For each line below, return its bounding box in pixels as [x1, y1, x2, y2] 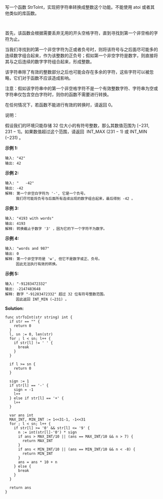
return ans [9, 485, 32, 490]
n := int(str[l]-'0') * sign [17, 430, 77, 435]
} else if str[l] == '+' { [9, 396, 64, 401]
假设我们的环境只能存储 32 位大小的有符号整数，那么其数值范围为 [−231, [5, 123, 149, 128]
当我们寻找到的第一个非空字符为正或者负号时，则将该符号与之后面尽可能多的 [5, 47, 158, 52]
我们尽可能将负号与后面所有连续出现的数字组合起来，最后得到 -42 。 [16, 196, 135, 201]
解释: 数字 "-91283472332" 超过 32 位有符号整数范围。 [5, 292, 107, 296]
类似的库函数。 [9, 10, 39, 16]
